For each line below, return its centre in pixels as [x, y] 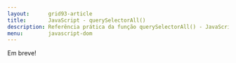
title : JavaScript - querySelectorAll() [77, 20]
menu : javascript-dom [50, 33]
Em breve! [22, 53]
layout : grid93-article [50, 14]
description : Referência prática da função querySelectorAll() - [105, 27]
